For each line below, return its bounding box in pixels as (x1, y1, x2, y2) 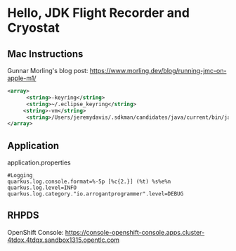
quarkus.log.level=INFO (7, 184, 77, 191)
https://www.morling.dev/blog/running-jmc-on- (89, 67, 227, 75)
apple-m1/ (7, 74, 37, 82)
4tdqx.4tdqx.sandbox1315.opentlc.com (7, 236, 120, 244)
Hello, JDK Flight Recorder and (7, 5, 190, 21)
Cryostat (7, 20, 60, 36)
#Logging (7, 172, 33, 179)
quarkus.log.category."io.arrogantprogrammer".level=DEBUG (7, 191, 184, 198)
